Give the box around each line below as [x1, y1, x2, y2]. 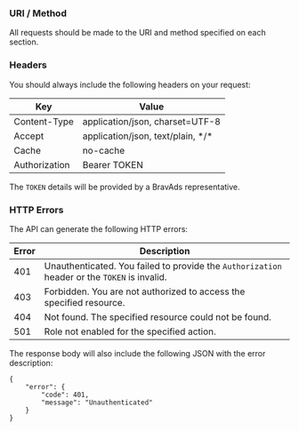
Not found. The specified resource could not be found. [44, 310, 271, 323]
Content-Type [13, 115, 74, 127]
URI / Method [9, 7, 67, 20]
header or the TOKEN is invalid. [44, 270, 167, 283]
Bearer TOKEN [82, 158, 144, 171]
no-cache [82, 144, 125, 156]
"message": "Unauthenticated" [41, 398, 153, 407]
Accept [13, 130, 44, 142]
